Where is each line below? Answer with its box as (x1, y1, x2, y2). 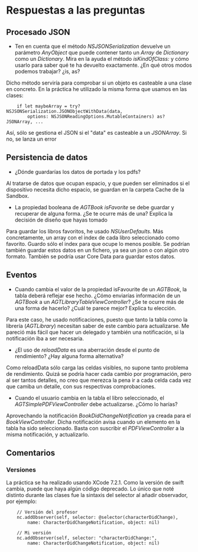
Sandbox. (6, 192, 30, 199)
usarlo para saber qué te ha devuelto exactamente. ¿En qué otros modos (14, 61, 192, 69)
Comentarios (6, 448, 56, 458)
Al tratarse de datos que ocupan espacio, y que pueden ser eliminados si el (6, 180, 190, 187)
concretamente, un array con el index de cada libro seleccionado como (6, 234, 180, 241)
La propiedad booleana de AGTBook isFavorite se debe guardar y (14, 203, 174, 210)
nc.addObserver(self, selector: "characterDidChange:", (17, 535, 158, 541)
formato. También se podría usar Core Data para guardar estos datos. (6, 252, 176, 260)
